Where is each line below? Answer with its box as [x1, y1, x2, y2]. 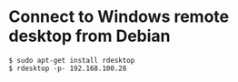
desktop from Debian [8, 26, 171, 46]
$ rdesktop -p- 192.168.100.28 [8, 64, 127, 73]
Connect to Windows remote [8, 6, 229, 27]
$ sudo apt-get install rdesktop [8, 56, 135, 65]
